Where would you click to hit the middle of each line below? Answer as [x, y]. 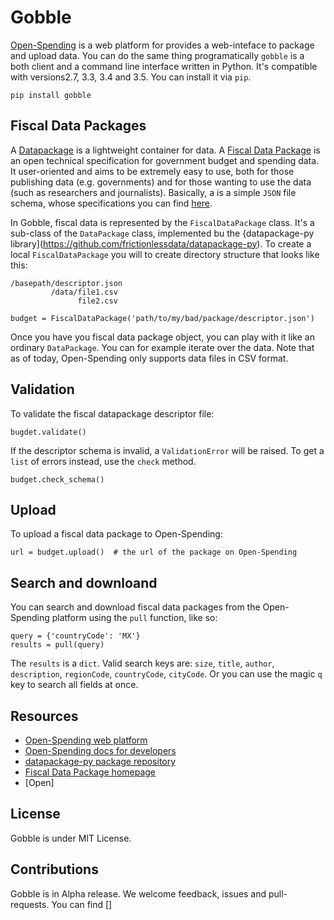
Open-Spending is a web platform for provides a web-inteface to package [162, 45]
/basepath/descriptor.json [66, 283]
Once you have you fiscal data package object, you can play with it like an [162, 337]
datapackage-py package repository [100, 761]
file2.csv [97, 301]
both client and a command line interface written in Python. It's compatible [164, 66]
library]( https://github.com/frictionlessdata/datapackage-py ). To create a [161, 243]
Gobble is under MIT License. [71, 838]
